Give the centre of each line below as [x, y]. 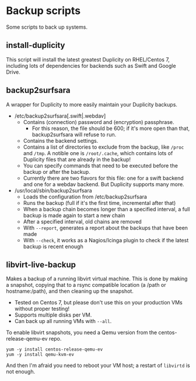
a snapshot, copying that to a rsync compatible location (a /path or [86, 285]
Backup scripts [43, 11]
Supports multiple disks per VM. [53, 315]
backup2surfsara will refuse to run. [74, 134]
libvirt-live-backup [41, 265]
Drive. [13, 72]
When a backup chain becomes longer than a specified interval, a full [106, 209]
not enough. [21, 372]
